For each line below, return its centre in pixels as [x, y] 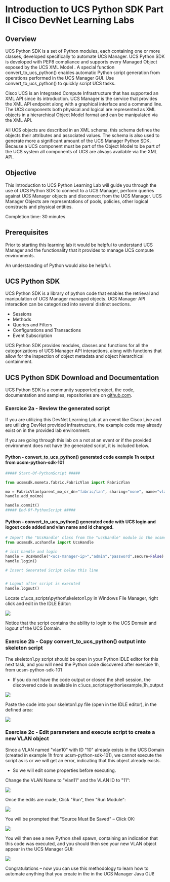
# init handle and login [31, 552]
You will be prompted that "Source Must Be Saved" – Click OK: [70, 819]
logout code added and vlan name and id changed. [59, 527]
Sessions [22, 314]
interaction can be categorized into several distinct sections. [68, 304]
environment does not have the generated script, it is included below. [77, 446]
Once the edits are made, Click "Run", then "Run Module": [66, 799]
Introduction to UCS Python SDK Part [84, 9]
